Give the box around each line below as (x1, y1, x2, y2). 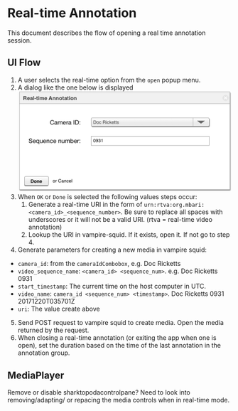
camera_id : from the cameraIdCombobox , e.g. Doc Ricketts (17, 260, 181, 268)
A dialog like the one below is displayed (17, 83, 134, 92)
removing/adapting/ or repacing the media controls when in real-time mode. (7, 396, 230, 405)
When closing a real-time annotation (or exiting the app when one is (17, 333, 217, 342)
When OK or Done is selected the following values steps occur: (17, 193, 198, 201)
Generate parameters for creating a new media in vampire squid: (17, 245, 207, 254)
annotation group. (17, 348, 70, 357)
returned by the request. (17, 326, 90, 335)
